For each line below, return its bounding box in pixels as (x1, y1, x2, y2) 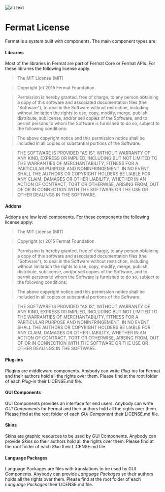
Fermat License (5, 22, 70, 33)
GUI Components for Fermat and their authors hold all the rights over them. (5, 405, 158, 411)
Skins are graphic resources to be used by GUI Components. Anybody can (5, 433, 157, 439)
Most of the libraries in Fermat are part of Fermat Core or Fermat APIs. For (5, 61, 156, 66)
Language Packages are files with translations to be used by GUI (5, 466, 136, 472)
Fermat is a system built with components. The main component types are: (5, 38, 157, 44)
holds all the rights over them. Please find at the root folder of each (5, 476, 141, 482)
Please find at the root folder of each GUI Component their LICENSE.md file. (5, 411, 159, 417)
